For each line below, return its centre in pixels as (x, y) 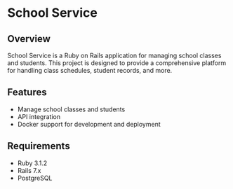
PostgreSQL (35, 178)
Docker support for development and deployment (89, 124)
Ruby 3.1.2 (32, 163)
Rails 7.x (29, 170)
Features (27, 92)
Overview (29, 39)
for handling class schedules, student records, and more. (90, 70)
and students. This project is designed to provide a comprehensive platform (117, 63)
